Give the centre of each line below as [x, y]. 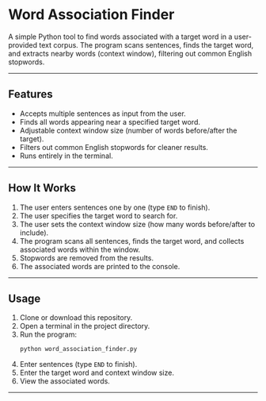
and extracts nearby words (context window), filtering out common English [130, 53]
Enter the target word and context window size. [97, 373]
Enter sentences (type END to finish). [78, 364]
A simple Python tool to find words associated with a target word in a [120, 37]
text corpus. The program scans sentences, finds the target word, [146, 44]
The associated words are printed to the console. [100, 266]
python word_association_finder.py [78, 349]
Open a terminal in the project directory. [85, 326]
